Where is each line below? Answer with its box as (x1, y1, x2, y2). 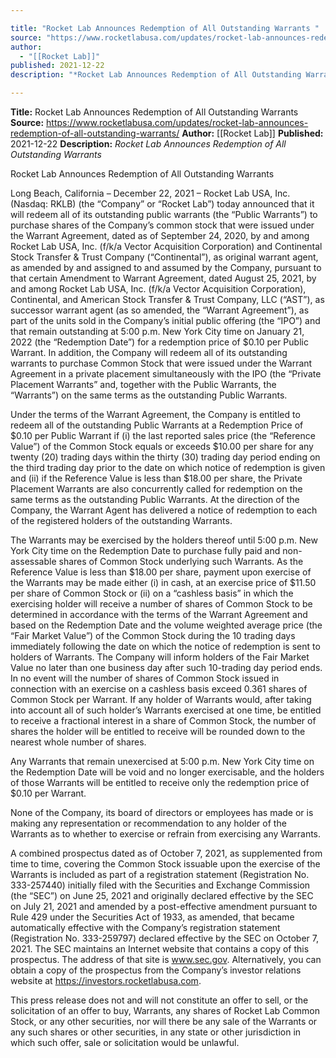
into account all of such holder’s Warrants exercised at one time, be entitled (10, 704, 322, 716)
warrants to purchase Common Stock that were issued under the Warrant (10, 357, 313, 369)
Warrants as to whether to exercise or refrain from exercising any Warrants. (10, 828, 322, 840)
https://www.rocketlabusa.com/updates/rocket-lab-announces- (46, 117, 309, 128)
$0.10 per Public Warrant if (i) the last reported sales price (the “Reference (10, 430, 316, 441)
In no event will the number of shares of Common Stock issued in (10, 672, 280, 684)
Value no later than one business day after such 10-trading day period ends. (10, 662, 323, 673)
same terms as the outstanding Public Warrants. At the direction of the (10, 494, 300, 505)
